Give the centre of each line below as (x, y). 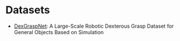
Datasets (28, 10)
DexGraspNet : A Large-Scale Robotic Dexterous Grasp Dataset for (94, 26)
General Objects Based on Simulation (59, 32)
